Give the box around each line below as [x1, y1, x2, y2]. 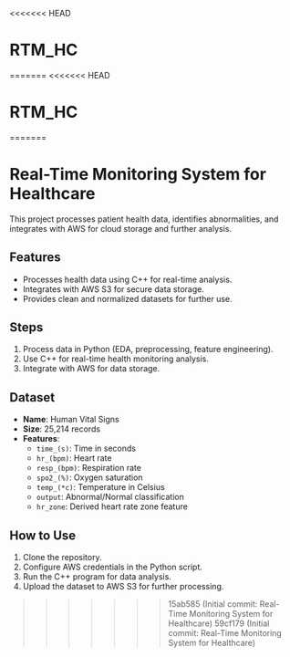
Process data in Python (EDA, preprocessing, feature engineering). [22, 344, 274, 355]
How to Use [9, 527, 77, 543]
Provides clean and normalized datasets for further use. [22, 293, 233, 304]
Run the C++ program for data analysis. [22, 571, 171, 582]
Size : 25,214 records [22, 423, 101, 434]
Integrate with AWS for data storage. [22, 363, 161, 374]
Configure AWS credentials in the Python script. [22, 561, 203, 573]
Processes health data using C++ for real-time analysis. [22, 274, 233, 285]
